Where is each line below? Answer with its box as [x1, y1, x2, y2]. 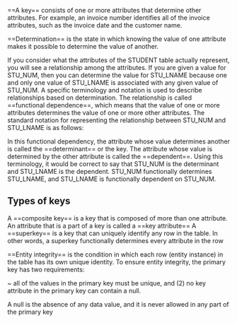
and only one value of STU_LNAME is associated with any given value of [7, 78, 219, 87]
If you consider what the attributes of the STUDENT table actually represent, [7, 56, 230, 64]
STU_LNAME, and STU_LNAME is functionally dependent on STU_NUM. [7, 175, 216, 183]
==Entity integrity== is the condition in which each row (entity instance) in [7, 250, 224, 259]
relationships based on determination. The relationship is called [7, 93, 192, 102]
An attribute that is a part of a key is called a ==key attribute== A [7, 221, 197, 230]
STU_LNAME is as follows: [7, 124, 84, 131]
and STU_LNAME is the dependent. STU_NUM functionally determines [7, 168, 212, 175]
